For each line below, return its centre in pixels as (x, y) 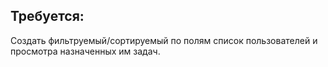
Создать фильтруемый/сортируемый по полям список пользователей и (164, 40)
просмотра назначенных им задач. (85, 51)
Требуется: (47, 16)
